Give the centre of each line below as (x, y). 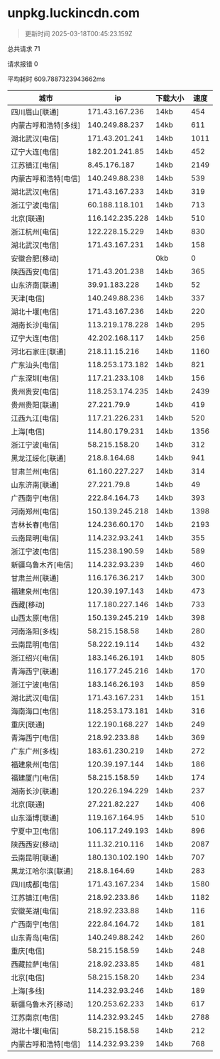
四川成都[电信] (35, 884)
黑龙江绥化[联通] (39, 458)
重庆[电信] (28, 951)
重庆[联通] (28, 724)
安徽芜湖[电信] (35, 911)
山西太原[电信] (35, 618)
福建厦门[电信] (35, 778)
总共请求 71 (24, 48)
